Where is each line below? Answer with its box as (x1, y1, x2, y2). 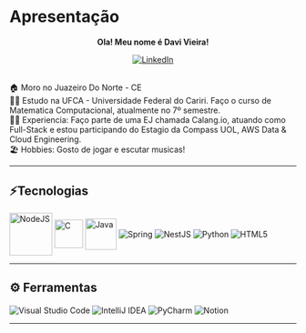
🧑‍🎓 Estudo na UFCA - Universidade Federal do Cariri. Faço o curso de (9, 95, 271, 106)
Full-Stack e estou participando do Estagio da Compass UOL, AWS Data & (9, 124, 287, 135)
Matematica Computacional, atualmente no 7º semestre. (9, 105, 221, 116)
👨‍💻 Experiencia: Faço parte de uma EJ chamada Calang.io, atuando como (9, 114, 287, 125)
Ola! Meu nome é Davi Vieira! (97, 36, 209, 47)
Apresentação (9, 6, 120, 27)
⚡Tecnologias (9, 184, 89, 199)
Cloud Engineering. (9, 134, 82, 145)
